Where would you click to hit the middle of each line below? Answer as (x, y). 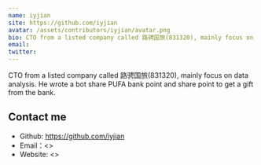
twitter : (22, 52)
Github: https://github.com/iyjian (72, 136)
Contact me (37, 117)
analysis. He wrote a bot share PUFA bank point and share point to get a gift (131, 84)
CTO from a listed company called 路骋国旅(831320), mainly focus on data (129, 75)
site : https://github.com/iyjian (63, 23)
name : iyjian (29, 15)
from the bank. (32, 92)
